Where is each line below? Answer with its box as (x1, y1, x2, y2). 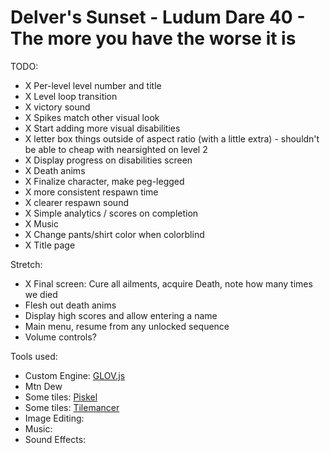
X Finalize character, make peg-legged (24, 175, 185, 187)
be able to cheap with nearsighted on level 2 (24, 143, 208, 155)
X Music (24, 217, 59, 230)
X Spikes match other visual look (24, 111, 160, 123)
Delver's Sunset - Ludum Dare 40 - (10, 6, 306, 29)
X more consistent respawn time (24, 186, 159, 198)
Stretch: (10, 258, 43, 270)
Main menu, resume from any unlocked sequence (24, 320, 230, 332)
